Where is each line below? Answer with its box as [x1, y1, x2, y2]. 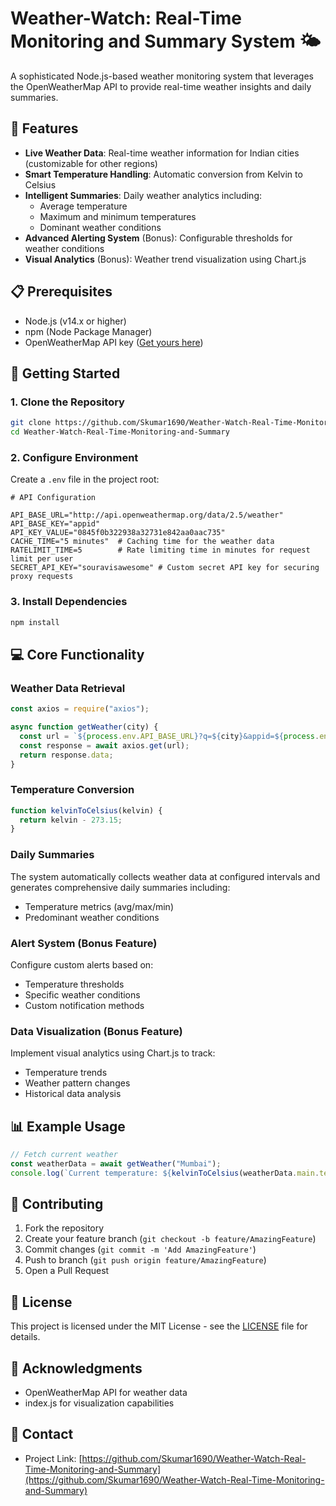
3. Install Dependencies [10, 595, 128, 609]
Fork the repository [24, 1222, 105, 1234]
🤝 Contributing [10, 1196, 104, 1213]
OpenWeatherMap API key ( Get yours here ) [24, 336, 204, 348]
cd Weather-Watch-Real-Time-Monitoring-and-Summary [10, 427, 230, 437]
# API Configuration [10, 493, 97, 503]
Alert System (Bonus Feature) [10, 936, 158, 950]
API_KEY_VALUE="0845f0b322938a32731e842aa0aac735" [10, 528, 226, 538]
